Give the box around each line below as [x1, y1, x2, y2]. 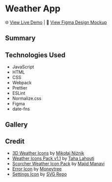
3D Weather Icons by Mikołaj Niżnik [12, 150, 84, 156]
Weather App [5, 3, 60, 14]
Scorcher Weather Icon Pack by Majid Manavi [12, 161, 105, 167]
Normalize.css [12, 95, 42, 101]
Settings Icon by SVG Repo [12, 171, 67, 177]
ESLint [12, 90, 26, 96]
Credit [5, 137, 25, 145]
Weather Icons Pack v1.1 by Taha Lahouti [12, 155, 95, 161]
